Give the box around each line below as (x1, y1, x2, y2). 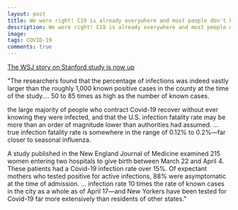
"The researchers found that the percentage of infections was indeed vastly (7, 77, 229, 85)
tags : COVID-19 (7, 37, 52, 44)
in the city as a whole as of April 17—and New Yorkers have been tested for (7, 187, 227, 195)
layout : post (7, 10, 46, 18)
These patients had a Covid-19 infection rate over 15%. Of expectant (7, 165, 208, 172)
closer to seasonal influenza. (7, 136, 91, 144)
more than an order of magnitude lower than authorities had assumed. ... (7, 121, 219, 128)
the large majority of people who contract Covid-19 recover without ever (7, 106, 218, 114)
